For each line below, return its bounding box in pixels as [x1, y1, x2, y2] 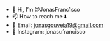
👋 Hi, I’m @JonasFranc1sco [12, 6, 80, 13]
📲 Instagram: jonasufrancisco [12, 28, 86, 35]
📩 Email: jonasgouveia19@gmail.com [12, 21, 104, 29]
